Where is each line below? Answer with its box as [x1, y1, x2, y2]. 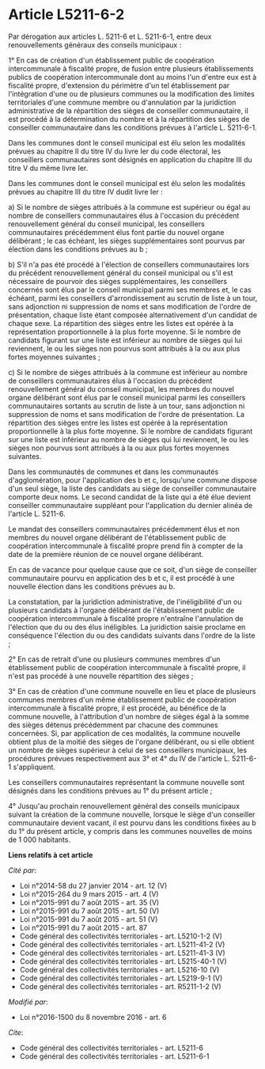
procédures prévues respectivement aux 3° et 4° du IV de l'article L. [8, 753, 231, 763]
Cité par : [8, 865, 37, 875]
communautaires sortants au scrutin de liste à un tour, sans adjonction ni [8, 401, 245, 411]
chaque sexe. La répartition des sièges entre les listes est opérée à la [8, 318, 234, 328]
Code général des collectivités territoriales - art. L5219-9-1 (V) [19, 973, 223, 983]
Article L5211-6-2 [8, 6, 125, 24]
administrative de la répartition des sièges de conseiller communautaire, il [8, 105, 249, 116]
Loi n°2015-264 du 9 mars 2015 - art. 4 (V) [19, 889, 160, 899]
